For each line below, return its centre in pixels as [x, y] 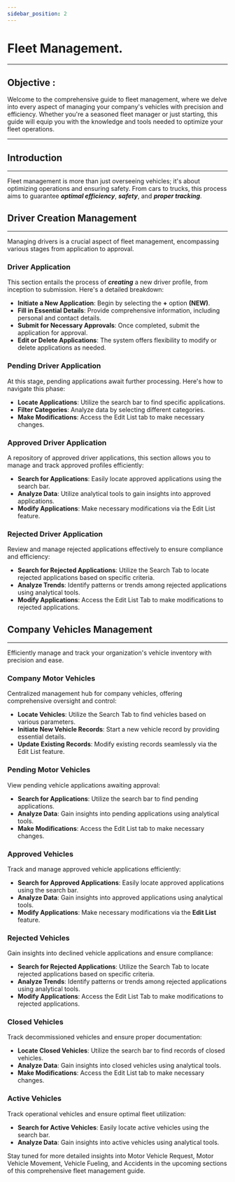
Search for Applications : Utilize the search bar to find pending [108, 799]
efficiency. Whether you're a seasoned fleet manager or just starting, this [113, 114]
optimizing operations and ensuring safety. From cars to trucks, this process [117, 189]
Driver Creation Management [72, 218]
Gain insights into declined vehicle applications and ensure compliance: [110, 953]
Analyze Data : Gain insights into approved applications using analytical [120, 897]
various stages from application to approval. [71, 249]
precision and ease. [36, 660]
